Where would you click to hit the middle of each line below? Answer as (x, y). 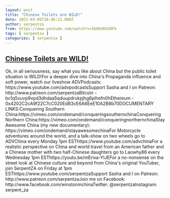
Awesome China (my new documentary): (48, 125)
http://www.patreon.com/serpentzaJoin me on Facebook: (65, 179)
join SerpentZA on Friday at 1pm (39, 168)
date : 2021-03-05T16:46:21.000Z (39, 19)
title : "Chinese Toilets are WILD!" (44, 15)
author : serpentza (25, 24)
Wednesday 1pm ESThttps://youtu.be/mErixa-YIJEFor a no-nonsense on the (84, 157)
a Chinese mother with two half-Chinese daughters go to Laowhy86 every (83, 152)
